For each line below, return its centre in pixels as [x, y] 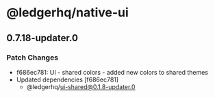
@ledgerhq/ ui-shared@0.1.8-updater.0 [81, 86]
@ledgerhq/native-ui [68, 13]
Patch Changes [33, 58]
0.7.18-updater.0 [42, 38]
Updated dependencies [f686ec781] [67, 79]
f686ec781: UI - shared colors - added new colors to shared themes [112, 72]
